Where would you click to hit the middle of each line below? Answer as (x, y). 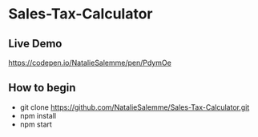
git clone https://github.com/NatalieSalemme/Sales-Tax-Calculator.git (135, 107)
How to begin (42, 88)
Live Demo (35, 44)
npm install (38, 115)
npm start (36, 124)
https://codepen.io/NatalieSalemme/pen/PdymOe (90, 62)
